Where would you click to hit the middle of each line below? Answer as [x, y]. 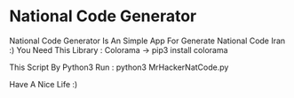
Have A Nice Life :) [44, 84]
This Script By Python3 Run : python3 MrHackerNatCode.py [119, 67]
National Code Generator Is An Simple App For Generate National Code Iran [147, 41]
